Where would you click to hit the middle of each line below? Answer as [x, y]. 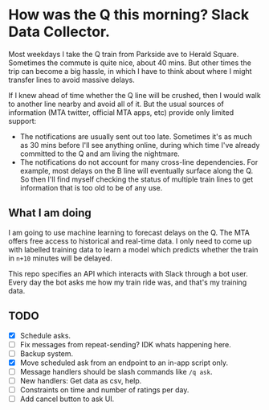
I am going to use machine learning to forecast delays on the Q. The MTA [129, 232]
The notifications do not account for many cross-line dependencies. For [139, 162]
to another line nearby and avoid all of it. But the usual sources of [116, 104]
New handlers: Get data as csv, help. [81, 380]
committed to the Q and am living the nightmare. [100, 154]
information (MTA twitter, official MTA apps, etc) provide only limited [121, 112]
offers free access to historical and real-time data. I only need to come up [130, 241]
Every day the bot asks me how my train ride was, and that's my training [128, 282]
